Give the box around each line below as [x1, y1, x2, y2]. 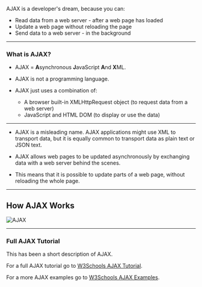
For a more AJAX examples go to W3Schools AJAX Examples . [6, 274, 160, 281]
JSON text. [14, 141, 42, 149]
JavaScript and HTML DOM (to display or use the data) [23, 111, 161, 119]
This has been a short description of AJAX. [6, 250, 113, 258]
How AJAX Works [6, 201, 75, 211]
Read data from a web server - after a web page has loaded [14, 17, 164, 23]
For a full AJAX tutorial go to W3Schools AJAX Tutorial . [6, 262, 143, 270]
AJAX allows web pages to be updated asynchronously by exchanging [14, 153, 190, 160]
